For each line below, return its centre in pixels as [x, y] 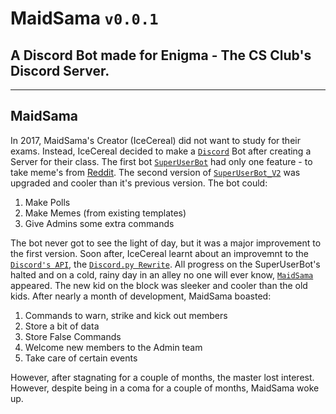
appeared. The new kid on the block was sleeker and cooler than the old [159, 285]
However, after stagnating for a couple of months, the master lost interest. [162, 377]
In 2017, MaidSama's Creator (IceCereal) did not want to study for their [155, 140]
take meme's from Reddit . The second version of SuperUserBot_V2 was [155, 172]
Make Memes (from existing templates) [105, 213]
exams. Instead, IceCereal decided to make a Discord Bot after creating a [161, 151]
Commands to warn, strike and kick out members [126, 315]
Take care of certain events [81, 358]
